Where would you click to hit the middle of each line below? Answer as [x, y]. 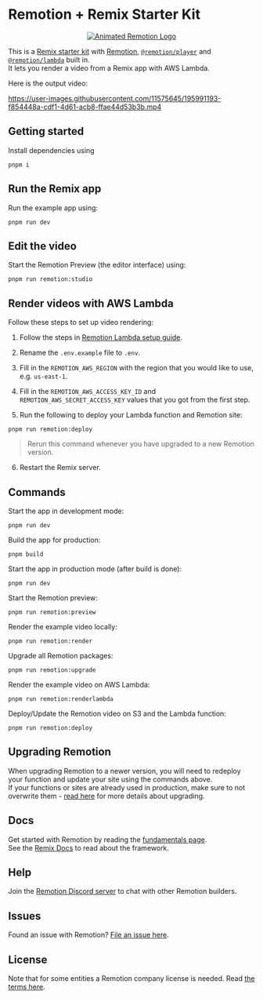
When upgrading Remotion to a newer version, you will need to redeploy [124, 771]
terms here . [27, 987]
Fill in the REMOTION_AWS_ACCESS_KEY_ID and [88, 392]
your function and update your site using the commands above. [110, 779]
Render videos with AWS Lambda [91, 303]
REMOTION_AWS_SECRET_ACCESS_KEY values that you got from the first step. [135, 400]
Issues [25, 916]
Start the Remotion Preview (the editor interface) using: [97, 265]
